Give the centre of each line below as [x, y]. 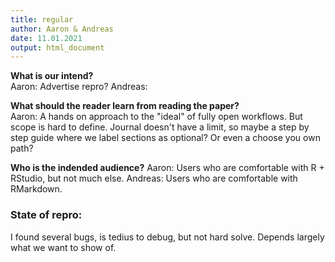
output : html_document [57, 47]
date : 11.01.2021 [46, 38]
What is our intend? [52, 76]
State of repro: [46, 215]
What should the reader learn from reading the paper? [125, 106]
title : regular [42, 19]
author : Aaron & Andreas [62, 29]
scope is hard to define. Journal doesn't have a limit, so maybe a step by [160, 127]
